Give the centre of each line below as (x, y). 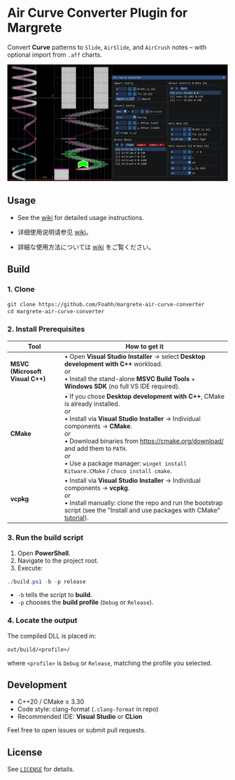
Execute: (30, 568)
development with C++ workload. (113, 364)
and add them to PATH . (96, 448)
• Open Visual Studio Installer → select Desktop (135, 357)
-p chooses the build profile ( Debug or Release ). (85, 602)
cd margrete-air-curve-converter (56, 312)
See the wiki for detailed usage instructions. (81, 217)
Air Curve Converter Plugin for (98, 13)
